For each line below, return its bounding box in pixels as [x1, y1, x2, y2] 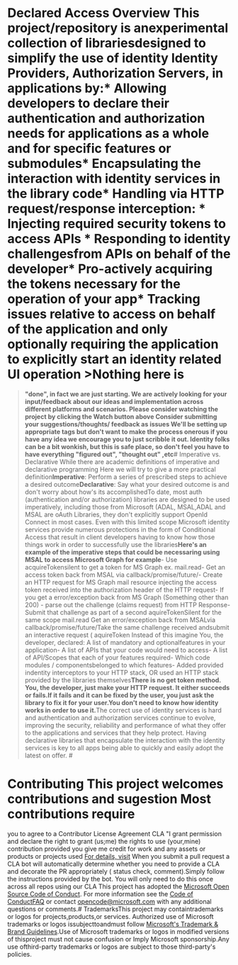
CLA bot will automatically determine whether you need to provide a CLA [7, 859, 220, 868]
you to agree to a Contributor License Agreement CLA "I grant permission [7, 829, 222, 837]
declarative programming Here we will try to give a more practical [24, 465, 216, 473]
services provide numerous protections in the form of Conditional [24, 525, 216, 534]
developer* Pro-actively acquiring [7, 261, 213, 277]
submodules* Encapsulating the [7, 156, 201, 171]
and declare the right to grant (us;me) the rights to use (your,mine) [7, 837, 201, 845]
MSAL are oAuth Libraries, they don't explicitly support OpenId [24, 510, 208, 519]
